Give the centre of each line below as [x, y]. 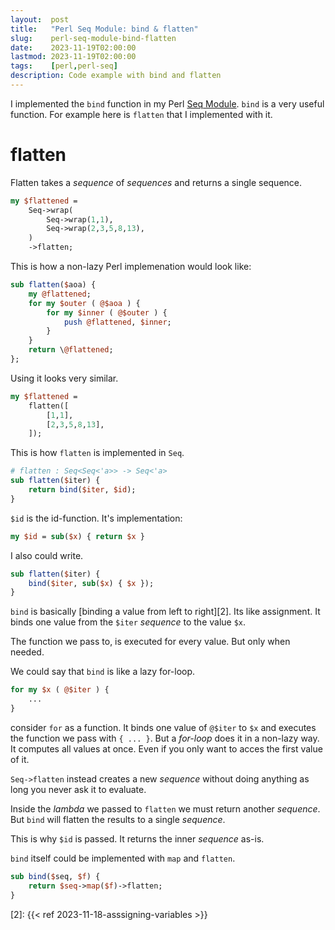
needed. [27, 652]
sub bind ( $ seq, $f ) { [55, 876]
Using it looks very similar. [64, 378]
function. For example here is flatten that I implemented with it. [141, 114]
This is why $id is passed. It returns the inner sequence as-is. [137, 838]
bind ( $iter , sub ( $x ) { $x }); [91, 583]
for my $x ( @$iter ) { [60, 690]
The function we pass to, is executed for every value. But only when [150, 642]
